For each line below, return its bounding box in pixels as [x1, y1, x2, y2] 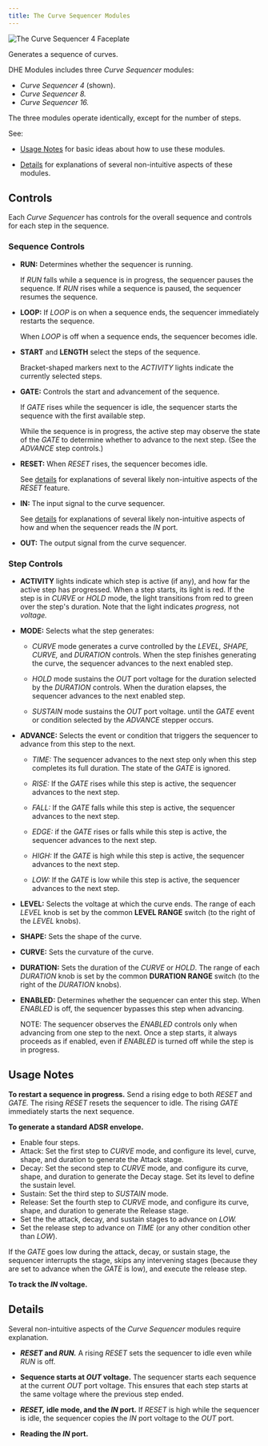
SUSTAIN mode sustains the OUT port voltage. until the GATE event [31, 707, 254, 716]
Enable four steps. [19, 1137, 81, 1147]
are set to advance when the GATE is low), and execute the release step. [8, 1264, 247, 1274]
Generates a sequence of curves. [8, 49, 118, 59]
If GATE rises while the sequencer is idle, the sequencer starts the [19, 402, 238, 411]
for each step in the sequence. [8, 221, 110, 231]
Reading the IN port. [19, 1428, 89, 1438]
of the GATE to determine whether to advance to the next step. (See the [19, 435, 257, 444]
